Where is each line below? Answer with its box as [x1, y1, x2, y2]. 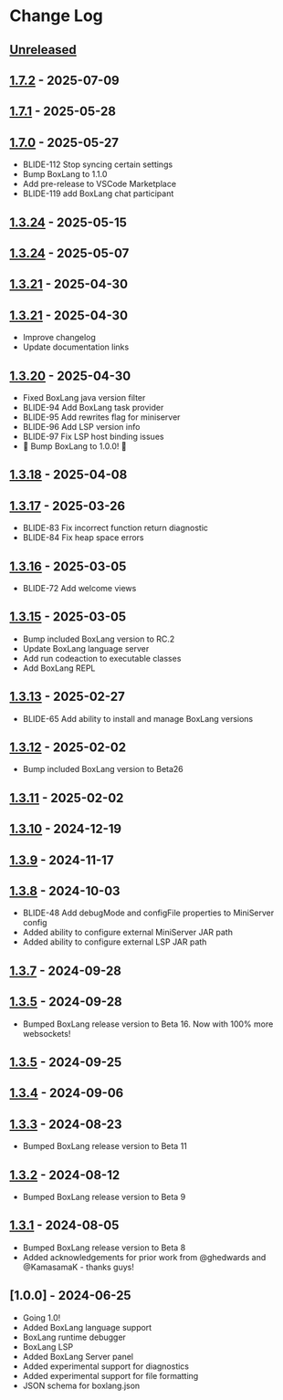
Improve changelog [22, 332, 96, 343]
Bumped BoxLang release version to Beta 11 [22, 1141, 187, 1152]
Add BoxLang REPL [22, 663, 96, 674]
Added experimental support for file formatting [22, 1370, 199, 1381]
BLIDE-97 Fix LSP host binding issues [22, 431, 164, 442]
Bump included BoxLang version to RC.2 [22, 633, 175, 644]
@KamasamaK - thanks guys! [22, 1261, 134, 1272]
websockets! [22, 1028, 71, 1039]
